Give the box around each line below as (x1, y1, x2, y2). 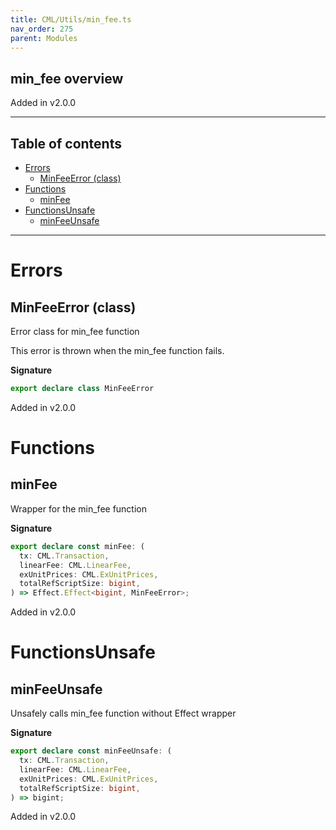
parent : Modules (10, 33, 78, 43)
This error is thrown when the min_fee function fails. (10, 345, 225, 356)
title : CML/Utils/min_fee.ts (10, 14, 132, 25)
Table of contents (10, 135, 122, 152)
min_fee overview (10, 70, 124, 87)
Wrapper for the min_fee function (10, 502, 148, 515)
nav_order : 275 (10, 24, 74, 34)
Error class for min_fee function (10, 326, 140, 337)
